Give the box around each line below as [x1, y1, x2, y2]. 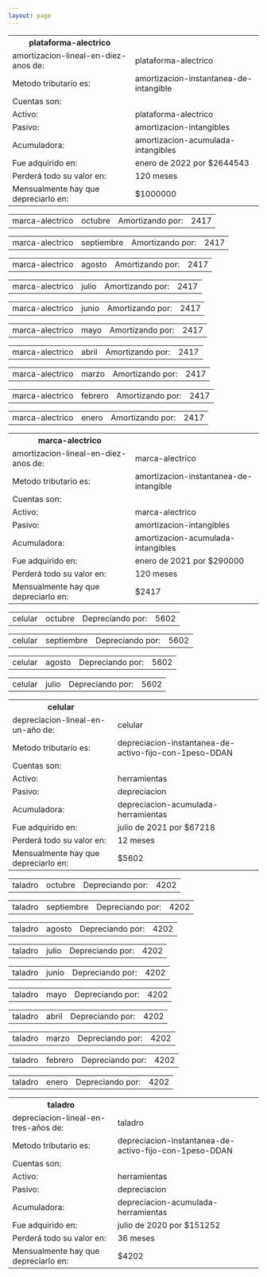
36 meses [117, 1232, 155, 1244]
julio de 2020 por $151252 [117, 1219, 221, 1230]
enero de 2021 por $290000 [134, 555, 245, 566]
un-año [12, 724, 41, 735]
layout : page [8, 11, 52, 20]
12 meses [117, 835, 155, 846]
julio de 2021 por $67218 [117, 821, 216, 832]
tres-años [12, 1122, 50, 1133]
